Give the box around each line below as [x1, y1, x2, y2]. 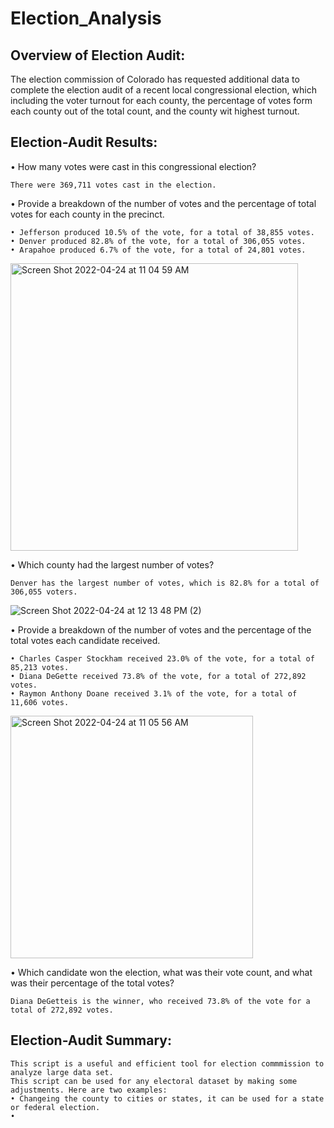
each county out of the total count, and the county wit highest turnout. [10, 105, 300, 117]
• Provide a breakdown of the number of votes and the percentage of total [10, 197, 317, 209]
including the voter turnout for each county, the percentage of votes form [10, 95, 313, 106]
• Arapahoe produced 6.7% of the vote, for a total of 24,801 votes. [10, 245, 307, 255]
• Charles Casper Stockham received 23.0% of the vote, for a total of [10, 653, 315, 664]
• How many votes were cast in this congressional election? [10, 160, 257, 172]
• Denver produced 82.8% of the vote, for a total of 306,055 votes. [10, 236, 307, 246]
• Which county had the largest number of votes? [10, 558, 215, 571]
